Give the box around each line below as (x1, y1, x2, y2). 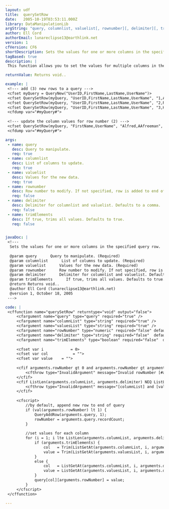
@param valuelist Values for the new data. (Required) (10, 263, 138, 268)
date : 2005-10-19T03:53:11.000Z (5, 17, 78, 22)
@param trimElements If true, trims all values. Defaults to (10, 277, 152, 282)
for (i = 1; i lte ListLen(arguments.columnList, (25, 436, 132, 441)
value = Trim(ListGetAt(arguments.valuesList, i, (43, 449, 150, 455)
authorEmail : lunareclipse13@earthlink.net (5, 36, 98, 41)
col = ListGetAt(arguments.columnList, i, (43, 463, 138, 469)
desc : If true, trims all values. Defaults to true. (12, 217, 125, 222)
